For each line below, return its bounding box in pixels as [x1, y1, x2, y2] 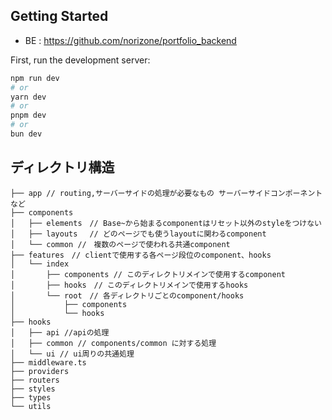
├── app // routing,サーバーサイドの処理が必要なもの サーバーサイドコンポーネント [10, 188, 323, 198]
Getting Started [10, 8, 109, 25]
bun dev [10, 129, 43, 139]
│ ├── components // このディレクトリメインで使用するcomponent [10, 269, 286, 279]
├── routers [10, 375, 60, 385]
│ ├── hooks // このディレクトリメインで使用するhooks [10, 280, 249, 290]
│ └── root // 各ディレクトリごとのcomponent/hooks [10, 290, 245, 301]
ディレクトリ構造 [10, 159, 115, 176]
